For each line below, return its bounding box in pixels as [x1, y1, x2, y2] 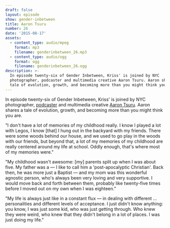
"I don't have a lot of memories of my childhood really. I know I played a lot [5, 122, 161, 128]
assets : [5, 36, 22, 41]
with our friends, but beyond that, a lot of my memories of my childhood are [5, 138, 163, 144]
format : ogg [14, 59, 39, 64]
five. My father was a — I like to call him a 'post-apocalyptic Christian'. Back [5, 164, 163, 170]
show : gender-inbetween [5, 17, 56, 22]
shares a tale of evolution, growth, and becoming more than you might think [5, 107, 163, 113]
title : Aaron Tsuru [5, 21, 47, 27]
